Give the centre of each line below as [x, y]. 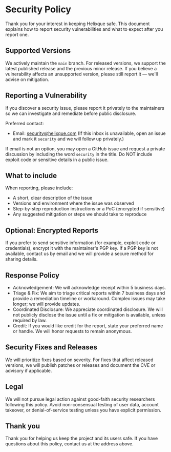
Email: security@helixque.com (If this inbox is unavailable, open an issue [89, 133]
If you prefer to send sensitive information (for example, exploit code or [81, 243]
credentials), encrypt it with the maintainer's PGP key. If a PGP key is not [82, 248]
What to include [31, 175]
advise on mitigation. [27, 79]
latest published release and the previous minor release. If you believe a [81, 68]
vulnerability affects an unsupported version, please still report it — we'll [82, 74]
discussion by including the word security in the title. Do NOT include [79, 154]
